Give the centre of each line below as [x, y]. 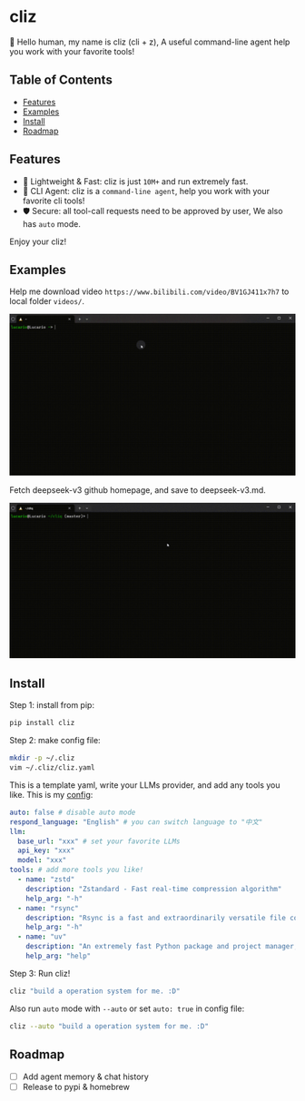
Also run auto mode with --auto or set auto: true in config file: [127, 1008]
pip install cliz [42, 723]
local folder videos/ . [47, 301]
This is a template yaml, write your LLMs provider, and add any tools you [145, 785]
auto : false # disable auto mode [73, 812]
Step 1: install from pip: [52, 705]
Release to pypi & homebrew [76, 1086]
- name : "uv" [42, 937]
